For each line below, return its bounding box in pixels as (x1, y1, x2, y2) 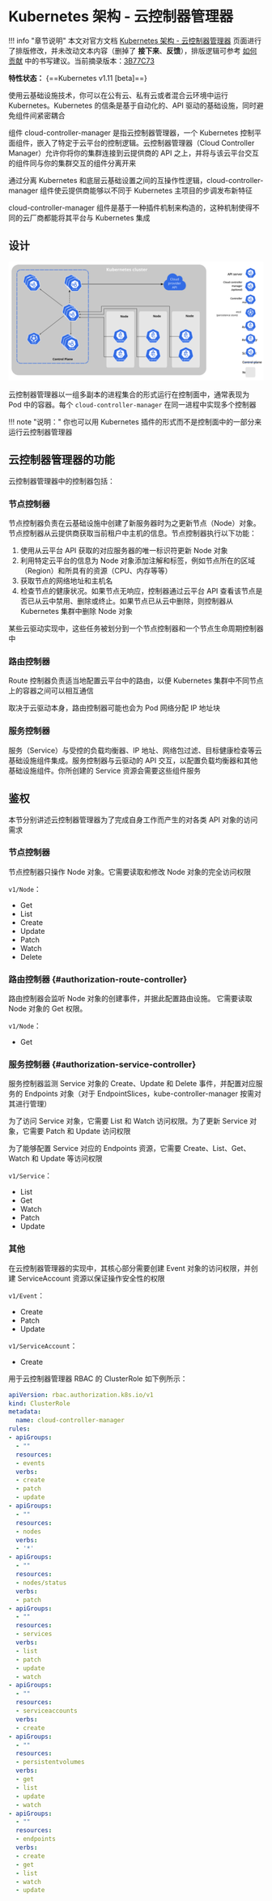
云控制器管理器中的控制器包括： (8, 475, 115, 486)
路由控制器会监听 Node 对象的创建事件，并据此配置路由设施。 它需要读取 (8, 994, 253, 1004)
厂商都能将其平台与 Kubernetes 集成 (29, 212, 151, 223)
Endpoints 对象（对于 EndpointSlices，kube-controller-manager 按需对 (23, 1089, 261, 1098)
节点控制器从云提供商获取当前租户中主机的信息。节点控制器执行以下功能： (8, 528, 257, 539)
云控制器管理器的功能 (8, 453, 115, 467)
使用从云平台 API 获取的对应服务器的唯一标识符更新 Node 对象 (19, 546, 228, 556)
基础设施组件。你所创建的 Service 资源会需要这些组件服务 (8, 765, 201, 775)
